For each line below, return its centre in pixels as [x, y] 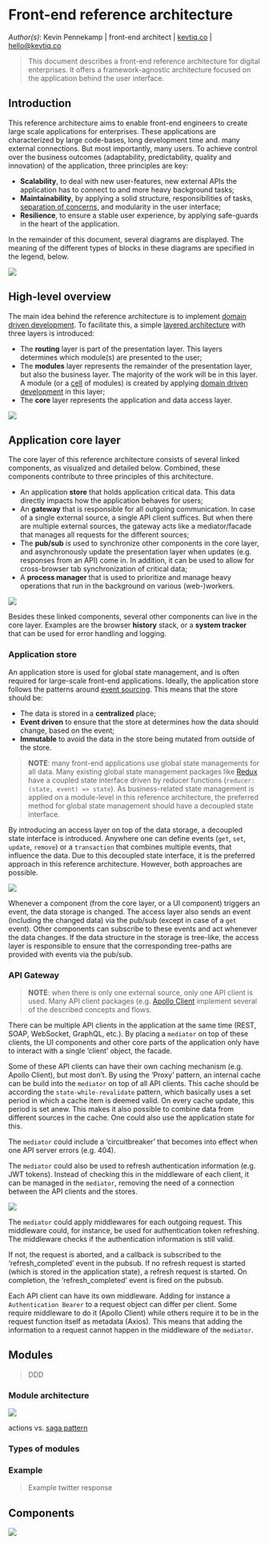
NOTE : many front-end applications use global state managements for [144, 763]
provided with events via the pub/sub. [71, 954]
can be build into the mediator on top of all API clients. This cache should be [134, 1083]
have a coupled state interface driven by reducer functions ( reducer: [141, 780]
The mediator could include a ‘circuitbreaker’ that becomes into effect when [133, 1142]
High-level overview [60, 297]
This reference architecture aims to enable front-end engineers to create [128, 123]
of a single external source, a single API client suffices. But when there [137, 518]
